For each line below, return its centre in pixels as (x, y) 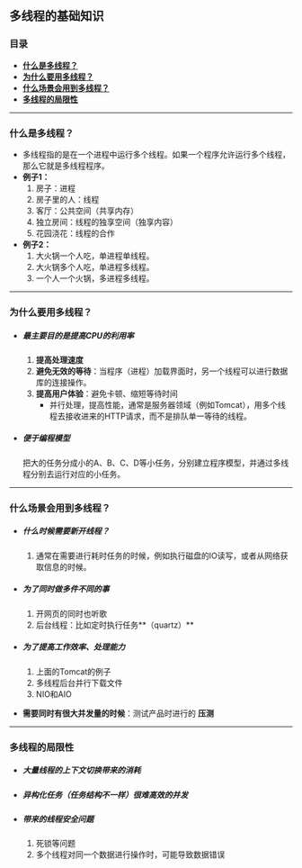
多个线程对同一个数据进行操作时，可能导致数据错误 (130, 854)
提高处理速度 (59, 359)
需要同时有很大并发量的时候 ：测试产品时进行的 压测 (118, 713)
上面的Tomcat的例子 (73, 671)
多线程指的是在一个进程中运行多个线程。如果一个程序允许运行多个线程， (156, 154)
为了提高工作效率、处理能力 (74, 647)
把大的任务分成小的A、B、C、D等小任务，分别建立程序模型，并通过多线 (155, 463)
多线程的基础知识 (57, 16)
